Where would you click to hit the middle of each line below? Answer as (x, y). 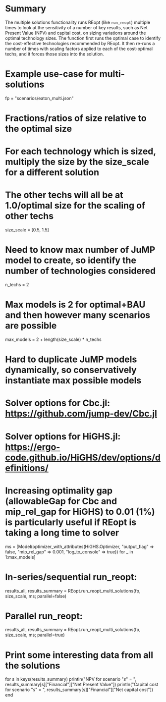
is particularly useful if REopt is (71, 522)
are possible (31, 326)
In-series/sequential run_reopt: (71, 577)
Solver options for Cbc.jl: (58, 403)
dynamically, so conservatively (71, 370)
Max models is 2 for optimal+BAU (75, 305)
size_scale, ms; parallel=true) (35, 635)
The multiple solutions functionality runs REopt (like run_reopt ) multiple (78, 22)
